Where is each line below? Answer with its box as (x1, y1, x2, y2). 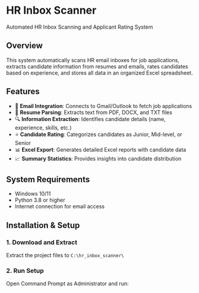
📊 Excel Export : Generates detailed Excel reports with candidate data (14, 146, 187, 153)
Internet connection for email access (14, 203, 105, 210)
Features (6, 87, 40, 97)
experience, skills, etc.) (14, 124, 72, 131)
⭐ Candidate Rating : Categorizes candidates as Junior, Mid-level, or (14, 131, 182, 138)
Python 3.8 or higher (14, 196, 65, 203)
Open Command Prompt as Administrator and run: (6, 280, 129, 287)
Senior (14, 139, 31, 146)
